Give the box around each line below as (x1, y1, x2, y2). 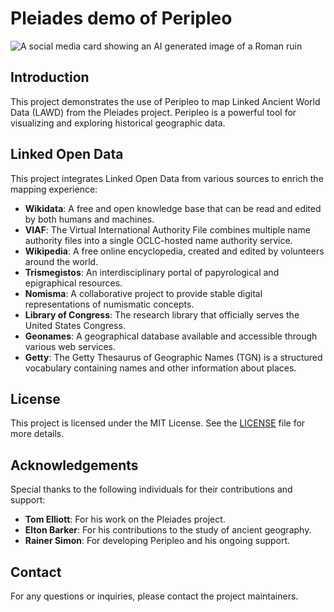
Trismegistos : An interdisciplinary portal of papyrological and (24, 266, 280, 278)
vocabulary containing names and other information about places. (24, 362, 297, 374)
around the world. (24, 255, 99, 267)
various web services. (24, 340, 117, 352)
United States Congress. (24, 319, 126, 331)
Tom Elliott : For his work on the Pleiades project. (24, 513, 226, 526)
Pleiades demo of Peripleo (10, 7, 233, 30)
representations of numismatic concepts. (24, 298, 195, 310)
